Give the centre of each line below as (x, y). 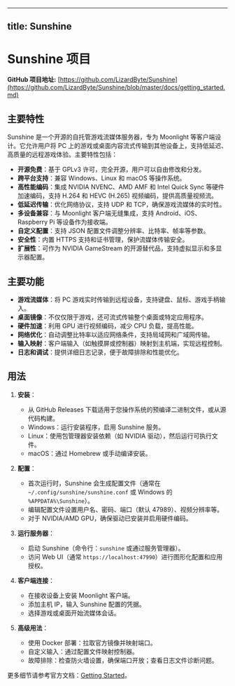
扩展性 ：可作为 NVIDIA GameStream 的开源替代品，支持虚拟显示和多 (116, 248)
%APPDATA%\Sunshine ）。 (61, 500)
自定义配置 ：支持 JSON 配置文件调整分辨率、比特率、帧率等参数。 (113, 231)
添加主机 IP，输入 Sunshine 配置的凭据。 (86, 604)
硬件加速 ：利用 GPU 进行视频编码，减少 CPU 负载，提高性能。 (107, 325)
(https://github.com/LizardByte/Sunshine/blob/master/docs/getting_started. (116, 88)
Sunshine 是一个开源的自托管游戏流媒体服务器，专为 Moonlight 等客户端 (111, 137)
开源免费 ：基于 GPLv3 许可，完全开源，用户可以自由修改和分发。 (111, 170)
